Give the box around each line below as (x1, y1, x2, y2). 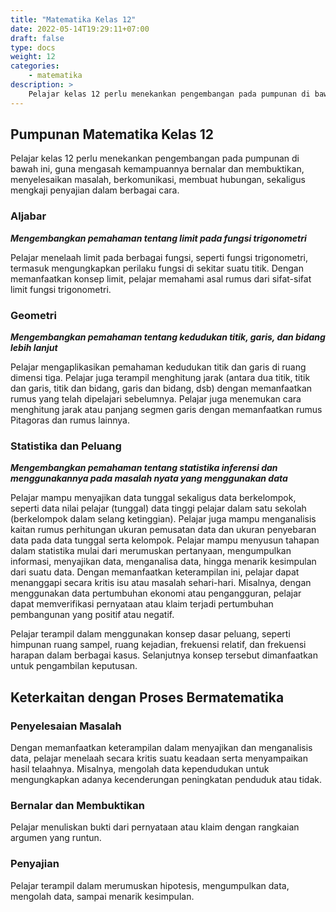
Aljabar (10, 209, 47, 223)
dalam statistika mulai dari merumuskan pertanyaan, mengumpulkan (10, 545, 292, 557)
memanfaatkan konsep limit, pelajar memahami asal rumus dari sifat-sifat (10, 272, 312, 285)
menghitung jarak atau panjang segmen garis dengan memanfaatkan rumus (10, 404, 323, 416)
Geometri (10, 308, 57, 322)
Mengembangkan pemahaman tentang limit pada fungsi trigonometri (10, 232, 307, 244)
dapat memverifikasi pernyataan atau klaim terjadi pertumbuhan (10, 598, 274, 610)
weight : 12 (10, 52, 56, 62)
